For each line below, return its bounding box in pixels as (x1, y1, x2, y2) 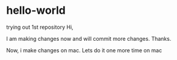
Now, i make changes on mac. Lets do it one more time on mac (6, 46, 163, 54)
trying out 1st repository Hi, (6, 23, 73, 31)
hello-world (6, 4, 66, 17)
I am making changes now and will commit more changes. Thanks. (6, 35, 172, 42)
